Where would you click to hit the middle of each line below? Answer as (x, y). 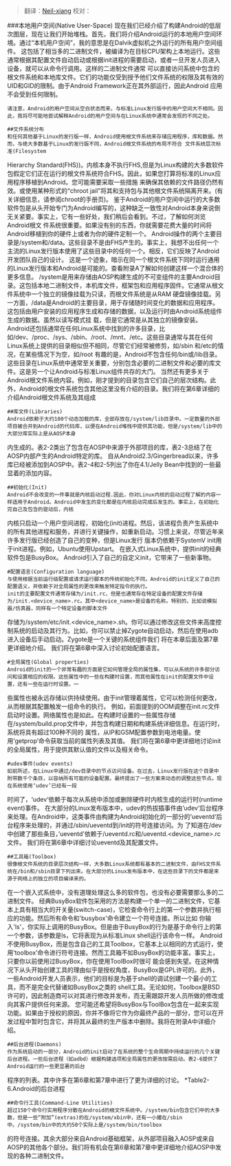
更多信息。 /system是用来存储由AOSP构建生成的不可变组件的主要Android (111, 277)
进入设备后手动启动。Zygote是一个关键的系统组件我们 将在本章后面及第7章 (113, 639)
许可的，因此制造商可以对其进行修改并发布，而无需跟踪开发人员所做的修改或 (115, 996)
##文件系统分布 (26, 129)
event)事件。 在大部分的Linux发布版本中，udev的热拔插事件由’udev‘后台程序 (115, 808)
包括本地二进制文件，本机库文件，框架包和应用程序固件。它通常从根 (121, 285)
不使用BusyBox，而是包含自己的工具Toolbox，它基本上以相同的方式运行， (112, 944)
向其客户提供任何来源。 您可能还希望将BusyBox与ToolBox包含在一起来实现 (113, 1004)
